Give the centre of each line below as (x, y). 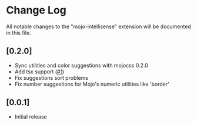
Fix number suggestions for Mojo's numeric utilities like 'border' (92, 84)
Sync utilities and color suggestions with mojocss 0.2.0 (81, 65)
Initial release (31, 116)
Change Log (36, 10)
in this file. (19, 32)
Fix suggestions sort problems (51, 77)
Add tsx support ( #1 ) (39, 72)
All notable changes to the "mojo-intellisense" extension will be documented (98, 26)
